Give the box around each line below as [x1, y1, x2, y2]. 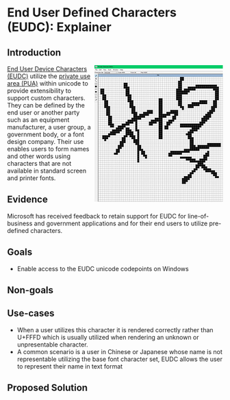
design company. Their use [7, 138, 84, 145]
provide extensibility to [7, 87, 72, 95]
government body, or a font [7, 130, 84, 138]
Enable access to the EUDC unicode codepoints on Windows [16, 264, 190, 273]
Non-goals [7, 284, 53, 296]
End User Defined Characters [7, 5, 177, 21]
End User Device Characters [7, 65, 88, 73]
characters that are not [7, 160, 72, 167]
